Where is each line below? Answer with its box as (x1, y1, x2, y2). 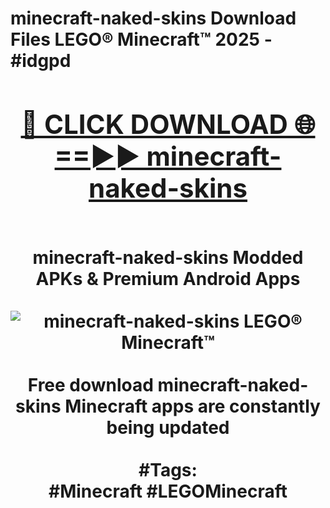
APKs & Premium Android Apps (35, 267, 301, 290)
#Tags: (138, 458, 198, 481)
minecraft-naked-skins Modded (32, 246, 304, 269)
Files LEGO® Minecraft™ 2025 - (10, 28, 273, 51)
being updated (106, 416, 230, 439)
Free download (27, 373, 154, 396)
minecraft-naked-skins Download (10, 7, 297, 30)
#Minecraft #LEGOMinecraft (48, 480, 288, 502)
